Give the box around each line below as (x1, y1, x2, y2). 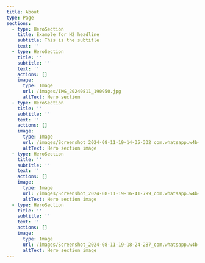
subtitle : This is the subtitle (17, 37, 99, 43)
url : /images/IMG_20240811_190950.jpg (22, 88, 121, 95)
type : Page (6, 15, 34, 21)
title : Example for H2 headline (17, 32, 99, 38)
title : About (6, 9, 40, 15)
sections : (6, 20, 32, 26)
